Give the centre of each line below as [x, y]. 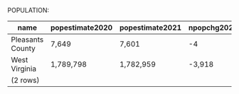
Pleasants [27, 40]
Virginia [24, 69]
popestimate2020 [81, 28]
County [23, 48]
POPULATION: [28, 10]
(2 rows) [25, 80]
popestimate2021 [151, 28]
